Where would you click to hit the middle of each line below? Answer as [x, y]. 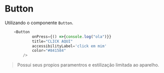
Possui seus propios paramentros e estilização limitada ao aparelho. [88, 65]
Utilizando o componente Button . [39, 23]
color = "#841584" [49, 51]
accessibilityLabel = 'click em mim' [69, 46]
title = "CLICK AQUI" [52, 41]
